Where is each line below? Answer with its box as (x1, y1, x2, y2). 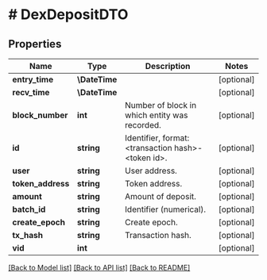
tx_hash (12, 230, 44, 240)
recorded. (124, 120, 161, 130)
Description (145, 61, 191, 71)
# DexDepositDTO (8, 6, 129, 24)
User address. (124, 165, 177, 176)
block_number (12, 109, 68, 121)
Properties (8, 37, 62, 51)
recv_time (12, 87, 50, 98)
